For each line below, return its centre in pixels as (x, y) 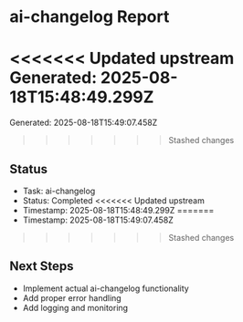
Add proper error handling (72, 297)
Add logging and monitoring (75, 307)
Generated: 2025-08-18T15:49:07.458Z (84, 123)
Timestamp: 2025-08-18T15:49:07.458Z (98, 220)
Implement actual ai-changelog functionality (106, 288)
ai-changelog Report (90, 17)
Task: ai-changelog (59, 191)
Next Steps (42, 266)
